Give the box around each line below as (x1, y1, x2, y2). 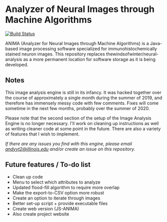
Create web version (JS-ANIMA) (12, 205, 79, 211)
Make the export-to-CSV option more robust (12, 189, 104, 195)
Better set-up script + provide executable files (12, 200, 108, 206)
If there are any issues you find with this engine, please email (5, 140, 132, 146)
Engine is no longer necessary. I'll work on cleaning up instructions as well (5, 120, 159, 126)
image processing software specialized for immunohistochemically (19, 45, 157, 51)
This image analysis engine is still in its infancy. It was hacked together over (5, 89, 161, 95)
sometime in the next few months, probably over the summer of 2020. (5, 105, 150, 111)
